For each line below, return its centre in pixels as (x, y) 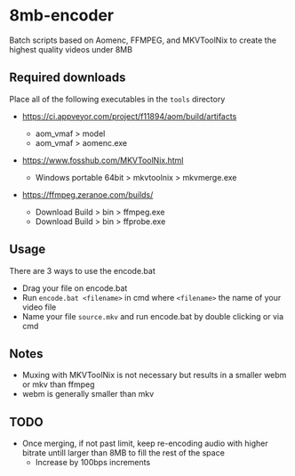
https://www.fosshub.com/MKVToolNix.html (103, 160)
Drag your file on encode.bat (75, 288)
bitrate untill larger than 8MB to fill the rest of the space (123, 453)
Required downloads (68, 78)
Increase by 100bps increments (93, 463)
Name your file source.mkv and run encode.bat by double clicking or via (153, 316)
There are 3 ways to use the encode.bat (82, 270)
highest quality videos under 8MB (71, 49)
